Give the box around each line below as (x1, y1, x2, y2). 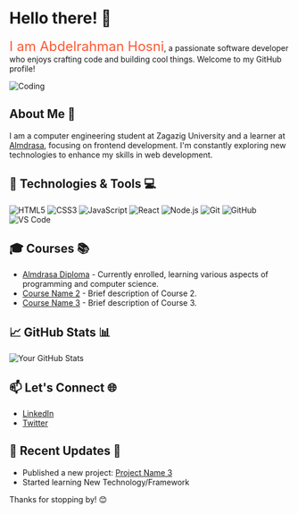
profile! (9, 63, 36, 74)
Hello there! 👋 (9, 8, 112, 29)
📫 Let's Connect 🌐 (9, 380, 118, 395)
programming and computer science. (21, 279, 159, 290)
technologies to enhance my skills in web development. (9, 149, 213, 160)
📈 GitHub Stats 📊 (9, 324, 112, 340)
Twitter (21, 417, 49, 428)
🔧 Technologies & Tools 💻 (9, 176, 156, 191)
